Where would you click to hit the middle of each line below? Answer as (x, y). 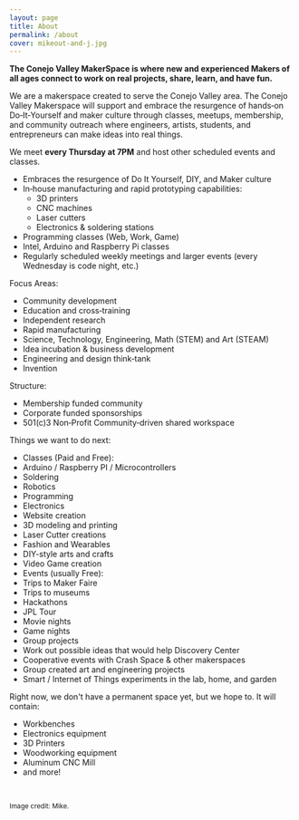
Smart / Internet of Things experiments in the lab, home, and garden (149, 680)
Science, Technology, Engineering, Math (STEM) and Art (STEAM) (145, 340)
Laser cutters (61, 217)
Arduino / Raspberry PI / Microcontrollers (99, 468)
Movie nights (47, 622)
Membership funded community (82, 403)
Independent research (64, 320)
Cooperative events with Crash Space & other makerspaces (134, 660)
